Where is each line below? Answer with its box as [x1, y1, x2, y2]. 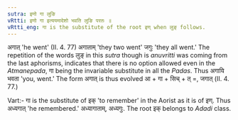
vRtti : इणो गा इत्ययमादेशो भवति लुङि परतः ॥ [7, 17, 112, 24]
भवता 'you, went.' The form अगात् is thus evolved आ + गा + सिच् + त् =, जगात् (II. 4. [7, 75, 229, 83]
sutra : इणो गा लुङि [7, 10, 55, 18]
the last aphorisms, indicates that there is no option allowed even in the [7, 59, 215, 67]
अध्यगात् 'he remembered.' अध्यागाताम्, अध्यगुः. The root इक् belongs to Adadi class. [7, 104, 232, 113]
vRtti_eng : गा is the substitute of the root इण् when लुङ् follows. [7, 23, 206, 31]
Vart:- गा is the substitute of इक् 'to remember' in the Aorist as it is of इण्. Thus [7, 97, 231, 105]
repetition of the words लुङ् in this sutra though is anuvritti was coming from [7, 51, 228, 60]
